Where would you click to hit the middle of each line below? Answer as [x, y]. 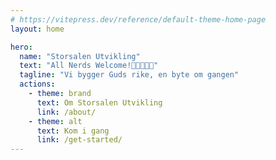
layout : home [37, 29]
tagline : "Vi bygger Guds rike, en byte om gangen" [129, 75]
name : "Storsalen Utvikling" [80, 56]
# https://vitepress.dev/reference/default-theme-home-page [138, 19]
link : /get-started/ [79, 140]
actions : [37, 84]
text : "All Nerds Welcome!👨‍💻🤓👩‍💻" [89, 66]
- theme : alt [55, 121]
